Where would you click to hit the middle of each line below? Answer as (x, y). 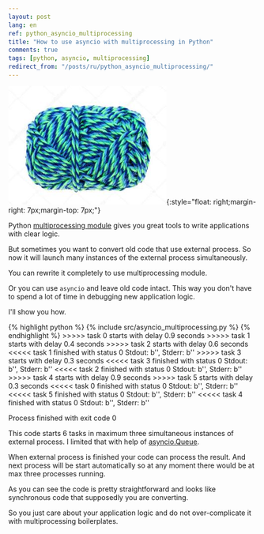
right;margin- (235, 201)
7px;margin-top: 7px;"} (64, 210)
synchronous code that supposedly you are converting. (98, 497)
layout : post (30, 17)
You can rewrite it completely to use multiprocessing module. (108, 273)
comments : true (33, 50)
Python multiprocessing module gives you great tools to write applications (129, 225)
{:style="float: (189, 201)
